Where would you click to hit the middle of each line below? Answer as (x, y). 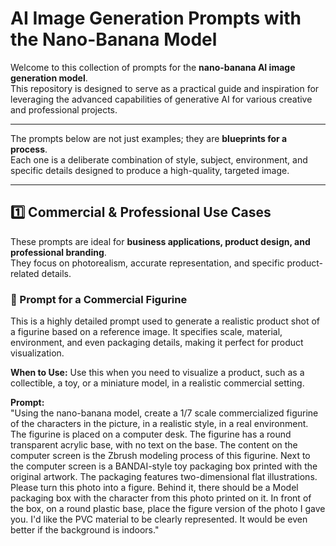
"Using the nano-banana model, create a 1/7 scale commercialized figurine (164, 413)
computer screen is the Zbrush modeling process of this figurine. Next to (160, 456)
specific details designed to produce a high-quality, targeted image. (150, 170)
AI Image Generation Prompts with (156, 18)
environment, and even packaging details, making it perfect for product (157, 343)
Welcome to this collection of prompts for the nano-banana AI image (153, 67)
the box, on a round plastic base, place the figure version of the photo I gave (168, 509)
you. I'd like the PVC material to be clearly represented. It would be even (159, 519)
